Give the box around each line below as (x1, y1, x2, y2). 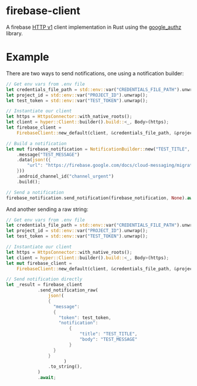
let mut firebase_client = (6, 260, 72, 266)
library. (6, 29, 23, 36)
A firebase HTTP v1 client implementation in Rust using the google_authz (6, 24, 182, 31)
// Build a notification (6, 140, 67, 146)
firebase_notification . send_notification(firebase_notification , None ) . (6, 195, 188, 201)
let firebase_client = (6, 125, 62, 130)
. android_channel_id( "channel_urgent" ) (16, 173, 114, 179)
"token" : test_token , (58, 314, 111, 321)
